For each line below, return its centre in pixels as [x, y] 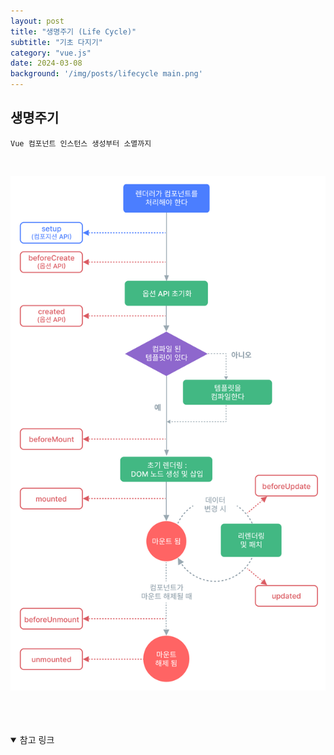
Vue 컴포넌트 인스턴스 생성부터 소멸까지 [81, 143]
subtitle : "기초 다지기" [56, 42]
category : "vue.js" [51, 53]
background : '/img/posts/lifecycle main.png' [106, 74]
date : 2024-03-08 [46, 63]
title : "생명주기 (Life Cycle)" [73, 31]
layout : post [37, 21]
